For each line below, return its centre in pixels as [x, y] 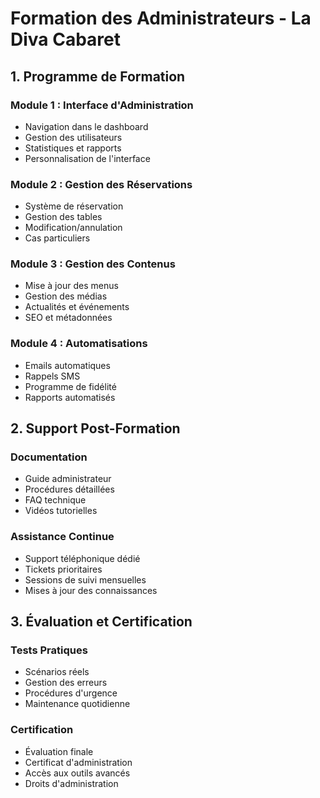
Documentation [49, 457]
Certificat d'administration [78, 762]
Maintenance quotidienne [77, 704]
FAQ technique [55, 500]
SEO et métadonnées [68, 318]
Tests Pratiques [49, 650]
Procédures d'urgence [71, 693]
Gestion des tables [63, 217]
